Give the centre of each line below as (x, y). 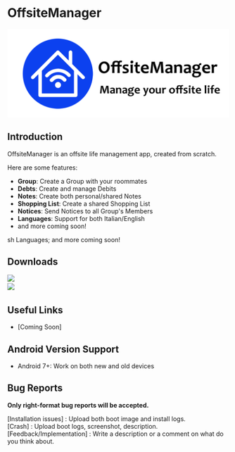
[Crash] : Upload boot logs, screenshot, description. (83, 426)
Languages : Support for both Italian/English (81, 218)
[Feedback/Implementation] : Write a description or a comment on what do (115, 434)
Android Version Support (63, 349)
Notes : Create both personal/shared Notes (80, 196)
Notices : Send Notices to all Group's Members (85, 211)
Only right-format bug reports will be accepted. (78, 405)
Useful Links (35, 310)
